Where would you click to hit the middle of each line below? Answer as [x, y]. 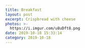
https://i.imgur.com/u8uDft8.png [45, 28]
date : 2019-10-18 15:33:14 [34, 33]
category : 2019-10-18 [28, 38]
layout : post [19, 14]
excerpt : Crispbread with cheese [40, 19]
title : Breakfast [24, 10]
